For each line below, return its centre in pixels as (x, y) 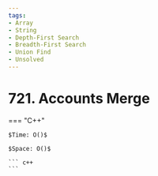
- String (23, 30)
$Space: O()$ (30, 148)
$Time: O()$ (28, 135)
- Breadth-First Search (47, 45)
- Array (21, 23)
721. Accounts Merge (79, 99)
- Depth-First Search (44, 37)
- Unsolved (26, 60)
